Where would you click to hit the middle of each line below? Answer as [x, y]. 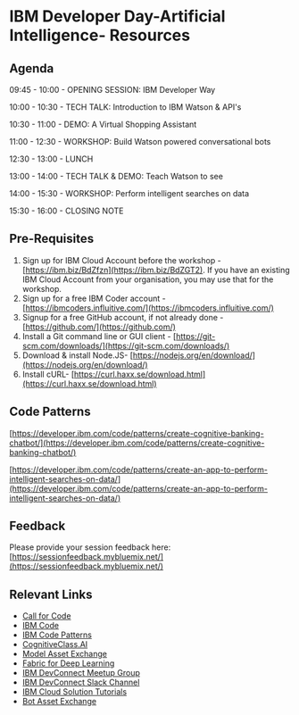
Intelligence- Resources [100, 35]
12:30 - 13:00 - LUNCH [51, 159]
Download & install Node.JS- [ [78, 355]
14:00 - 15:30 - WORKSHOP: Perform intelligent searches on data [129, 193]
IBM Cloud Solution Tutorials [75, 692]
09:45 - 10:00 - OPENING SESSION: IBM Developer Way [112, 90]
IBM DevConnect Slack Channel [81, 682]
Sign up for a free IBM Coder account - [94, 298]
